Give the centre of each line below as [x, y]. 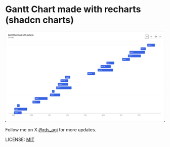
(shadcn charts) [40, 20]
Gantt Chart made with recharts [73, 9]
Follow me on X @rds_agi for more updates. [51, 130]
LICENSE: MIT [20, 139]
